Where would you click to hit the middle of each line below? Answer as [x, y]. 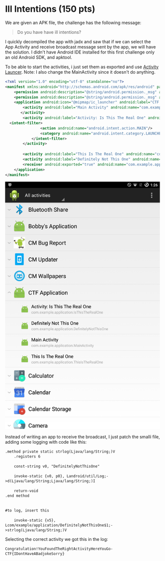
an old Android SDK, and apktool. [39, 57]
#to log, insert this [27, 510]
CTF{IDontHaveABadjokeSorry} [35, 554]
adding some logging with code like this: [46, 442]
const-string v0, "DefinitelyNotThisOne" [57, 466]
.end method [17, 496]
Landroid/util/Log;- [88, 476]
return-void [26, 491]
